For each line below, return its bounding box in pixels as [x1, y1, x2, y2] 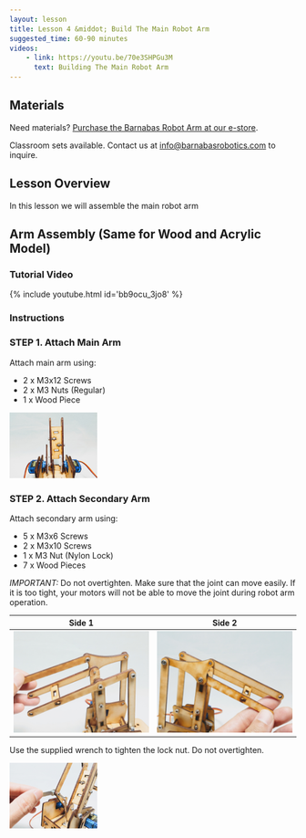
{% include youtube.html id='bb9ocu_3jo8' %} [9, 288, 184, 300]
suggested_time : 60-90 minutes [9, 34, 128, 43]
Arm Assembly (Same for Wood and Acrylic [9, 226, 261, 242]
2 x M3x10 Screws [22, 540, 93, 551]
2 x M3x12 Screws [22, 374, 92, 385]
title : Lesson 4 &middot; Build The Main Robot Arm [9, 24, 209, 34]
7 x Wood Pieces [22, 560, 87, 571]
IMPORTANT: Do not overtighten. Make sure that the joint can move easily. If [9, 578, 296, 589]
